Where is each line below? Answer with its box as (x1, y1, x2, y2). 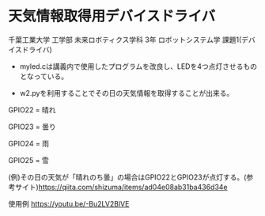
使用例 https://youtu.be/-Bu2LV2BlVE (8, 199, 130, 208)
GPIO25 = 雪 (8, 155, 49, 165)
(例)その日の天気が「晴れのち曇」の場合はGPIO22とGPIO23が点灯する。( (8, 172, 247, 182)
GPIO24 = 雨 (8, 138, 50, 148)
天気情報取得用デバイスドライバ (8, 7, 216, 25)
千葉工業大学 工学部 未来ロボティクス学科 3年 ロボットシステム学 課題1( (8, 35, 242, 44)
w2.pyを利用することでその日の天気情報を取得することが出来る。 (19, 88, 234, 97)
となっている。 (19, 71, 69, 81)
